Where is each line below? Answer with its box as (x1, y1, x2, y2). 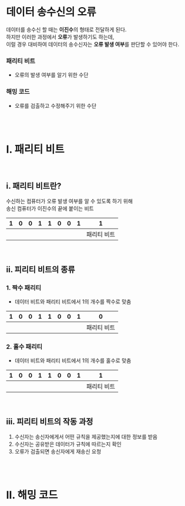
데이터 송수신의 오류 (6, 5, 97, 19)
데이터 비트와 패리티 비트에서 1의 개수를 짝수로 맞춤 (14, 298, 132, 305)
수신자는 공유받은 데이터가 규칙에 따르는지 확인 (14, 441, 122, 448)
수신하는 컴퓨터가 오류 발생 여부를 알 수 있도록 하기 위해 (6, 198, 133, 205)
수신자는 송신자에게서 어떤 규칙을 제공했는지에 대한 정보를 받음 (14, 434, 157, 441)
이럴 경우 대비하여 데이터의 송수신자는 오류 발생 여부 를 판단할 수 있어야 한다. (6, 41, 180, 48)
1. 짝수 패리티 (6, 283, 42, 292)
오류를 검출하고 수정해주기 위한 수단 (14, 102, 97, 109)
